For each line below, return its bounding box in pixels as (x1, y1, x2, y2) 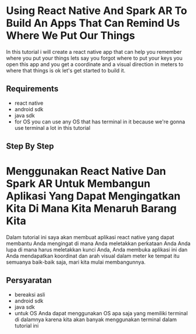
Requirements (6, 84, 59, 94)
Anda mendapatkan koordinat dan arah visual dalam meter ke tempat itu (6, 253, 180, 260)
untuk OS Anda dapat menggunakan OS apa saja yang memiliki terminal (14, 309, 188, 316)
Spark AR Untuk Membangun (6, 177, 151, 191)
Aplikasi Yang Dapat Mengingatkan (6, 190, 181, 203)
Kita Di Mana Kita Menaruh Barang (6, 202, 177, 215)
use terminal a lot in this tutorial (14, 124, 91, 131)
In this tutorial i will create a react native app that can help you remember (6, 48, 182, 55)
